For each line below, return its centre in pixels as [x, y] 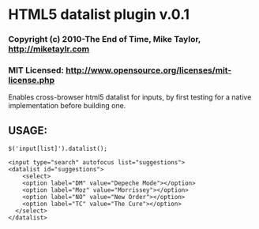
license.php [32, 81]
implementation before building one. [67, 106]
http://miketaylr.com [49, 49]
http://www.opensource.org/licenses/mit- [149, 70]
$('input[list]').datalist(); [58, 149]
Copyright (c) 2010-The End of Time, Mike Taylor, [105, 39]
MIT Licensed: [36, 70]
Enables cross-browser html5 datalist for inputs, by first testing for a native [130, 97]
